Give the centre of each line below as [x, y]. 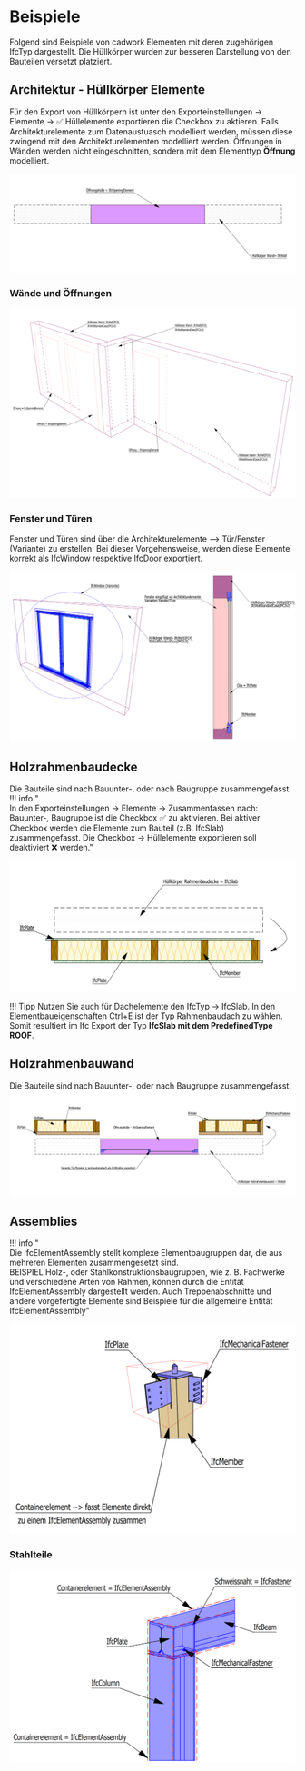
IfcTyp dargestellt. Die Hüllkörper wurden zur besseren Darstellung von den [151, 51]
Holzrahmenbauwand [72, 1064]
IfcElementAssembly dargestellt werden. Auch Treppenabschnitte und [140, 1291]
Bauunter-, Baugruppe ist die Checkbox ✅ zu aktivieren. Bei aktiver [135, 818]
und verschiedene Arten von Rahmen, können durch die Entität [127, 1282]
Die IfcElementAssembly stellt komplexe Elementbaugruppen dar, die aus [146, 1253]
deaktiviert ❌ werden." [51, 848]
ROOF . [22, 1035]
